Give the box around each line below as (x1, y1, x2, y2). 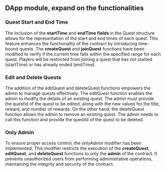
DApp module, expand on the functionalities (5, 4, 144, 12)
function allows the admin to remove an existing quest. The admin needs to (5, 111, 159, 117)
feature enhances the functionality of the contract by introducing (5, 41, 138, 46)
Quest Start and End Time (5, 19, 68, 26)
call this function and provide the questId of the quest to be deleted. (5, 116, 144, 123)
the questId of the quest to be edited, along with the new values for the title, (5, 101, 160, 107)
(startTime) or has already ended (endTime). (5, 61, 96, 67)
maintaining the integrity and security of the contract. (5, 161, 114, 167)
